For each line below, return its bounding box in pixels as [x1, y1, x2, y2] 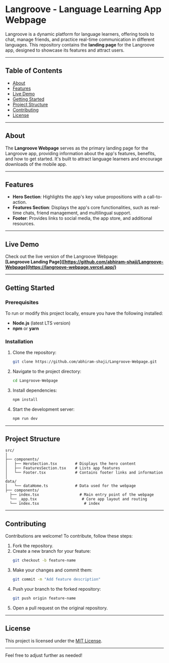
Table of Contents [5, 67, 63, 75]
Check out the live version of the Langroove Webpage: [5, 254, 118, 260]
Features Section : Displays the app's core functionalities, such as [12, 205, 149, 211]
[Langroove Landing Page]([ [5, 259, 65, 265]
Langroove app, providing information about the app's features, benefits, [5, 150, 156, 156]
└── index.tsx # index [10, 501, 100, 506]
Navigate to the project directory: [12, 368, 81, 374]
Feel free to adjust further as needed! [5, 652, 82, 658]
